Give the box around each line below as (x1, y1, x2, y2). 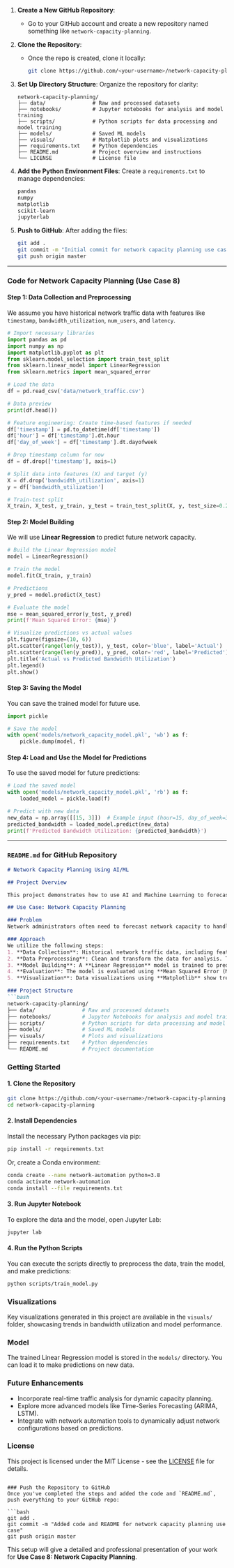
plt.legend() (7, 662, 45, 669)
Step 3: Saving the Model (7, 683, 81, 692)
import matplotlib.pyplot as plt (7, 349, 104, 356)
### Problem (7, 917, 42, 924)
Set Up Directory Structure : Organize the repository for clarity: (17, 80, 198, 88)
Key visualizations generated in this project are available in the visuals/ (7, 1312, 213, 1321)
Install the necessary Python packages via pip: (7, 1132, 141, 1140)
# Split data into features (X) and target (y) (7, 471, 148, 478)
